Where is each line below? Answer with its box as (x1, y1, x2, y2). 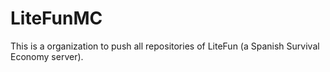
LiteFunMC (10, 7, 103, 30)
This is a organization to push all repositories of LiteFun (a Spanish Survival (10, 40, 320, 52)
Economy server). (10, 50, 84, 62)
